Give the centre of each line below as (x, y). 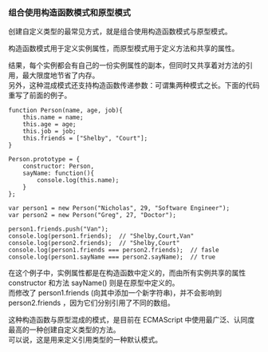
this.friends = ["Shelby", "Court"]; (85, 138)
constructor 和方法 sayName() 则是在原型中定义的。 (94, 283)
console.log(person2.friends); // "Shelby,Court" (94, 243)
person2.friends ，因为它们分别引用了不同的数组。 (91, 303)
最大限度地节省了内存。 (61, 75)
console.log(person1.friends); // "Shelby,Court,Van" (101, 236)
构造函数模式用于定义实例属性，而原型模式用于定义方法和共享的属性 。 (124, 49)
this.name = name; (53, 117)
